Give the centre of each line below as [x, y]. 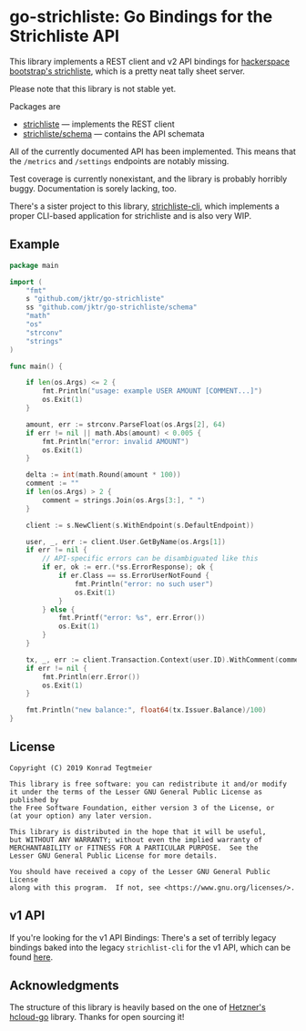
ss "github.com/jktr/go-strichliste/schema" [112, 307]
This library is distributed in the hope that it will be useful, [138, 831]
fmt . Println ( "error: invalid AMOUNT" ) [116, 441]
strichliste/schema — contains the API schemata [113, 133]
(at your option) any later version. [81, 816]
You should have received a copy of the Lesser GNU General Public [140, 871]
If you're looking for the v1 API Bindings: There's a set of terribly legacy [143, 937]
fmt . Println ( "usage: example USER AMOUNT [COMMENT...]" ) [152, 391]
